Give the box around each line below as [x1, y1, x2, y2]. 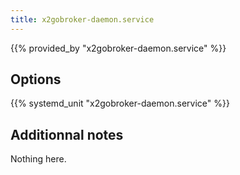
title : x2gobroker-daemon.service [10, 14, 155, 25]
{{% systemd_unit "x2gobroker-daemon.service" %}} [10, 97, 230, 110]
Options [10, 71, 62, 88]
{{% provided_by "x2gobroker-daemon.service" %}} [10, 42, 227, 54]
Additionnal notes [10, 126, 124, 143]
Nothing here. [10, 153, 67, 165]
